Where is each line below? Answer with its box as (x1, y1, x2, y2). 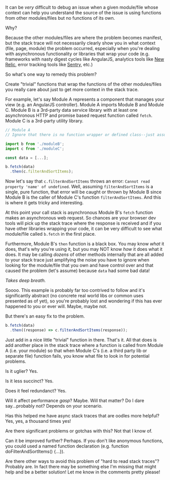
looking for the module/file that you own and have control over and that (5, 263, 154, 269)
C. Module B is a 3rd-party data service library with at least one (5, 107, 138, 113)
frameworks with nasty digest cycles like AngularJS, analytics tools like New (5, 56, 164, 62)
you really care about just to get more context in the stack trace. (5, 86, 139, 93)
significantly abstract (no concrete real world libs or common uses (5, 293, 144, 299)
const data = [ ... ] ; (5, 155, 49, 160)
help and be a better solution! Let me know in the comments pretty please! (5, 469, 160, 475)
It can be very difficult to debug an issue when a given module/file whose (5, 5, 158, 10)
